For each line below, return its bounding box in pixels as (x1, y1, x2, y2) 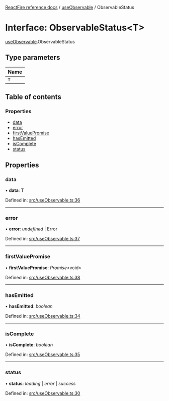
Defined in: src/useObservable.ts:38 (5, 274, 80, 280)
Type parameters (5, 53, 60, 62)
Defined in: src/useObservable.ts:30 (5, 390, 80, 396)
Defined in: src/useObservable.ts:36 (5, 197, 80, 204)
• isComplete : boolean (5, 342, 53, 348)
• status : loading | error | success (5, 380, 76, 386)
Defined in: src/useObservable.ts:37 (5, 236, 80, 242)
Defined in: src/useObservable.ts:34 (5, 313, 80, 319)
